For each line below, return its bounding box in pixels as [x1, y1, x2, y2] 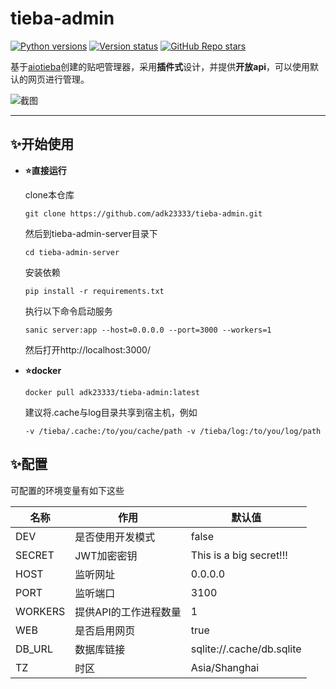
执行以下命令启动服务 [24, 305, 113, 317]
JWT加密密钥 [74, 548, 138, 562]
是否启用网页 [74, 623, 136, 637]
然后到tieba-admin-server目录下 [24, 227, 158, 239]
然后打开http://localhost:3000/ [24, 343, 151, 356]
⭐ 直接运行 [24, 164, 67, 176]
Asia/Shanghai [190, 660, 260, 674]
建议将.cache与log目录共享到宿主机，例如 [24, 406, 198, 418]
